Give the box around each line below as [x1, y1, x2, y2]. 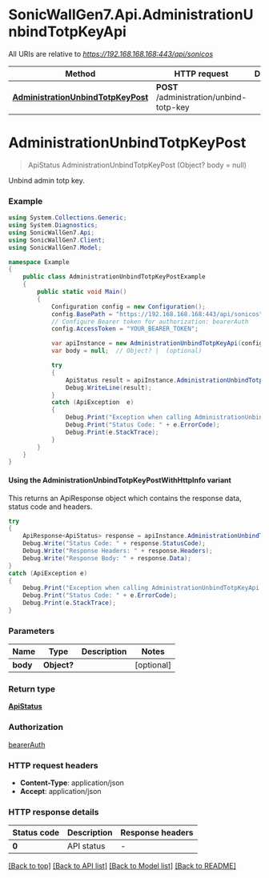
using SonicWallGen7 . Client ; [8, 236, 106, 244]
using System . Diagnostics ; [8, 222, 98, 230]
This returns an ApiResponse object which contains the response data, [8, 493, 242, 503]
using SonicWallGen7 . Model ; [8, 243, 102, 251]
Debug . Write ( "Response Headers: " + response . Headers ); [22, 547, 214, 555]
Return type [8, 684, 56, 695]
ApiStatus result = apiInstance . [65, 376, 178, 384]
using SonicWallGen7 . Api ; [8, 228, 94, 237]
